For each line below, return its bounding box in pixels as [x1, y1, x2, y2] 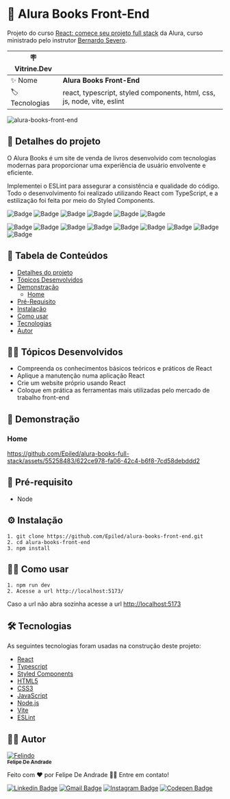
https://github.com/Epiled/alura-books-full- [7, 450, 130, 458]
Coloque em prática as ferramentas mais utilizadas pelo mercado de [16, 386, 210, 395]
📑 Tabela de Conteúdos [7, 250, 108, 262]
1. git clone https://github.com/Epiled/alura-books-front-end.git [7, 532, 204, 540]
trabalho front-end [16, 393, 70, 402]
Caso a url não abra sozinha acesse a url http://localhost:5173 [7, 600, 181, 608]
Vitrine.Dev [14, 64, 53, 73]
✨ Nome [10, 75, 38, 85]
